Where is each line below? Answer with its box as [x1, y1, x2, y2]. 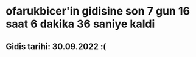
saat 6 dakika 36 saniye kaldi [5, 17, 155, 31]
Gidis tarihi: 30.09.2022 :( [5, 41, 107, 52]
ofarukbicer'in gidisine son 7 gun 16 [5, 4, 190, 18]
